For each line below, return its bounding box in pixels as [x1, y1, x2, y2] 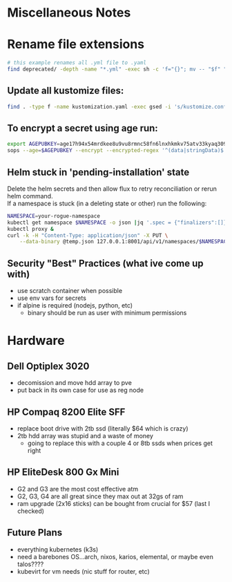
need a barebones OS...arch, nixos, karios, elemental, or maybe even [17, 552, 214, 561]
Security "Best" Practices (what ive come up [7, 257, 204, 269]
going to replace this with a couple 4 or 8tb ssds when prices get [27, 439, 213, 447]
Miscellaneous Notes [7, 5, 131, 21]
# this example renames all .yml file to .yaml [7, 59, 147, 66]
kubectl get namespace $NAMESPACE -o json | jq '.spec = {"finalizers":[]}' [7, 219, 230, 226]
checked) [17, 507, 45, 515]
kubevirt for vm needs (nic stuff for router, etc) [17, 567, 150, 575]
